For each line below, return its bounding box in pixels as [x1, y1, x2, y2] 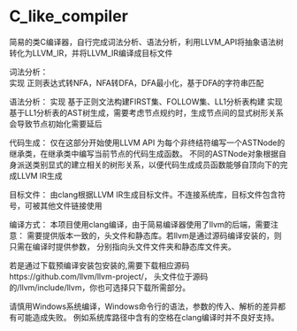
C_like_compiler [9, 6, 128, 27]
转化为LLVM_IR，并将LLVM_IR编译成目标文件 [9, 47, 173, 58]
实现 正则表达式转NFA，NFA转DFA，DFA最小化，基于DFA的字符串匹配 [9, 77, 264, 88]
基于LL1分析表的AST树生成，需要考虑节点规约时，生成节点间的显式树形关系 [9, 107, 285, 118]
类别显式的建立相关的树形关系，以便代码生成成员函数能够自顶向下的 [32, 159, 280, 170]
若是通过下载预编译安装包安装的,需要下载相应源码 [9, 259, 190, 271]
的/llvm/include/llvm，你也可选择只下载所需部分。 [9, 281, 191, 293]
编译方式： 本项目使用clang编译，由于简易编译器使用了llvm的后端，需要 [9, 219, 271, 229]
